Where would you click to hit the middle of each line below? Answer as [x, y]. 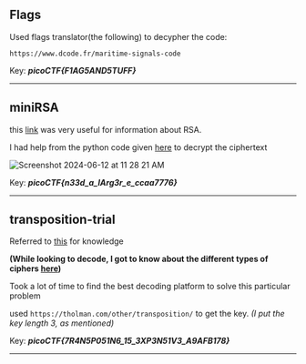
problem [25, 296]
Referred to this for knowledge [67, 241]
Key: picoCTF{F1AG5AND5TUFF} [73, 70]
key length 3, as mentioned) [62, 323]
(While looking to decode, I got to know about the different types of [139, 259]
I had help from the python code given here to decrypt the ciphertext [138, 147]
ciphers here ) [36, 268]
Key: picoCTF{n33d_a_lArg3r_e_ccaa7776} [93, 182]
